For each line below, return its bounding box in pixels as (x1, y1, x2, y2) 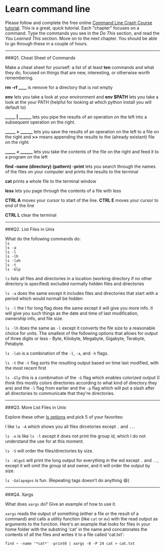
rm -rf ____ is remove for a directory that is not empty (5, 84, 113, 90)
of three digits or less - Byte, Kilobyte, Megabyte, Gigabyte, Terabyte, (5, 335, 146, 341)
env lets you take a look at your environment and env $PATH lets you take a (5, 94, 159, 99)
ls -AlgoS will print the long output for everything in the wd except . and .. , (5, 457, 159, 463)
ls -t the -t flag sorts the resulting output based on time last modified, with (5, 359, 159, 365)
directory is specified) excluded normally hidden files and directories (5, 281, 144, 287)
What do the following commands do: (5, 235, 81, 242)
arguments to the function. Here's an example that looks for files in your (5, 521, 151, 527)
